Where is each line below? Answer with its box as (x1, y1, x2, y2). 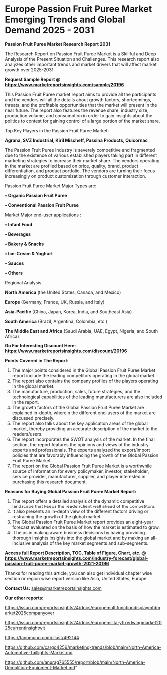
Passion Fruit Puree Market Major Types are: (5, 183, 97, 189)
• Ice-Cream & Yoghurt (5, 250, 53, 256)
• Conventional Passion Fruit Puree (5, 202, 79, 208)
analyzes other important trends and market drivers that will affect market (5, 61, 157, 67)
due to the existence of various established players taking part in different (5, 152, 157, 158)
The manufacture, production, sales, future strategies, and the (12, 388, 141, 394)
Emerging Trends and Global (5, 14, 126, 25)
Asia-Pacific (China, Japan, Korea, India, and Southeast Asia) (5, 308, 132, 315)
